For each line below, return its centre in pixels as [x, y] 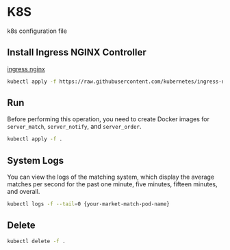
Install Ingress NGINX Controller [77, 52]
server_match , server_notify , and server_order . [74, 127]
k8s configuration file [37, 31]
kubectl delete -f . [37, 241]
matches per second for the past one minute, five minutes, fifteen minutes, [112, 184]
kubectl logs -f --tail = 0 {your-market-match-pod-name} [88, 204]
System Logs [36, 161]
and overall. [24, 192]
